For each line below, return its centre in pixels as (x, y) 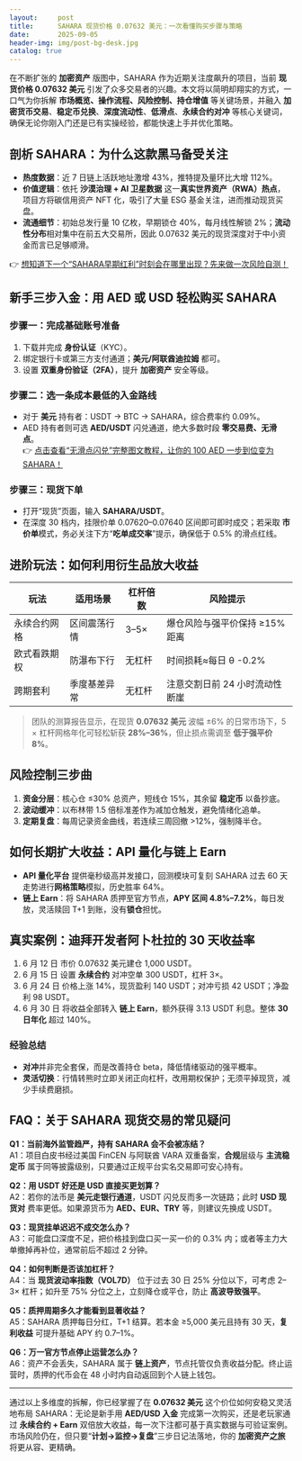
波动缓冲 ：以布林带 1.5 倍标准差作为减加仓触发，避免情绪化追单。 (144, 809)
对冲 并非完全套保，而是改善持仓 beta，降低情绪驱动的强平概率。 (142, 1067)
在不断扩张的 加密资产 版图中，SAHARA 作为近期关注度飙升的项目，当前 (143, 78)
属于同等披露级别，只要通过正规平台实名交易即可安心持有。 (137, 1166)
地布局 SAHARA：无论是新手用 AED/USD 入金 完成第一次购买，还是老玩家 (146, 1413)
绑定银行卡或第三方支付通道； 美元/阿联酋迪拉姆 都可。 (124, 358)
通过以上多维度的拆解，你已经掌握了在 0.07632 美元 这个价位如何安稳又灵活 (151, 1402)
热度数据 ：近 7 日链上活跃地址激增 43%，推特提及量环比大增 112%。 (150, 177)
